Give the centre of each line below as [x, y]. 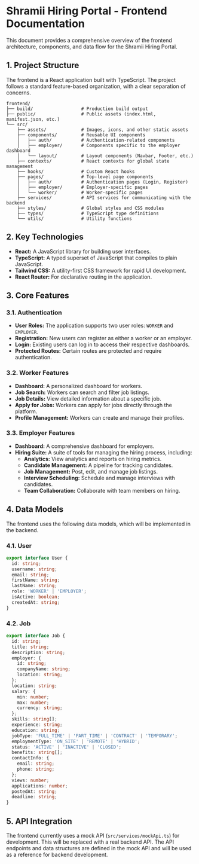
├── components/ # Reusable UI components [81, 135]
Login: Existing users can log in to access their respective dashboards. [102, 344]
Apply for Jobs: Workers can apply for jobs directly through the [93, 405]
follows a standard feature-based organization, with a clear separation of [96, 86]
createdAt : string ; [36, 602]
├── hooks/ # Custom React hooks [76, 172]
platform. [26, 411]
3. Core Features [38, 295]
